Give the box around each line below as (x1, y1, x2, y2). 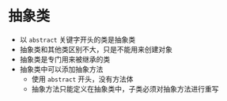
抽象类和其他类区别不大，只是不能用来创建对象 (19, 44, 172, 54)
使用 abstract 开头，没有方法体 (31, 74, 134, 84)
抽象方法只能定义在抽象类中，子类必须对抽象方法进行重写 (31, 84, 219, 93)
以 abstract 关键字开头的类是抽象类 (19, 35, 136, 44)
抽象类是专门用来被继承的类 (19, 54, 111, 64)
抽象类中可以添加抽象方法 (19, 64, 104, 73)
